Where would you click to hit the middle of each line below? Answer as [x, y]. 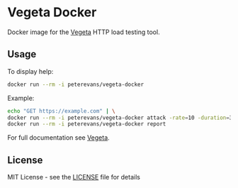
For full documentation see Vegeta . [58, 138]
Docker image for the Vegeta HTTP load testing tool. [84, 32]
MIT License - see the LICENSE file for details [74, 177]
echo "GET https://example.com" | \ [61, 111]
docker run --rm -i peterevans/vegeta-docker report [87, 124]
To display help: [30, 71]
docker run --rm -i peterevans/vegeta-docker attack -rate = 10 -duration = [119, 118]
